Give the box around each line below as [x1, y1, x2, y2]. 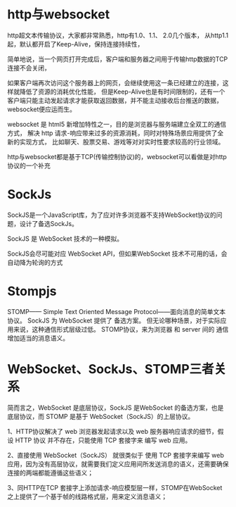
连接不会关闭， [7, 63, 51, 72]
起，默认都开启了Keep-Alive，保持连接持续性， [7, 39, 144, 48]
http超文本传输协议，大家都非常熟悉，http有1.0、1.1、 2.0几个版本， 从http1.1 [7, 31, 229, 39]
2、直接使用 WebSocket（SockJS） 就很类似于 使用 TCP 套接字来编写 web [7, 451, 225, 459]
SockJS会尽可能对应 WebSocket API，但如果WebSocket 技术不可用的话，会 [7, 249, 228, 258]
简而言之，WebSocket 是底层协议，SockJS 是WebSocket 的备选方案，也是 [7, 403, 224, 412]
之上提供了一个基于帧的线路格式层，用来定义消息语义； [7, 492, 167, 501]
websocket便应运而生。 [7, 105, 76, 113]
